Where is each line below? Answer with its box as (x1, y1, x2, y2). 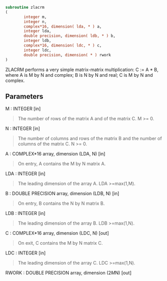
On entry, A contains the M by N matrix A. (17, 161, 106, 167)
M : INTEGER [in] (5, 105, 41, 112)
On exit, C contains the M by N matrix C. (17, 240, 103, 246)
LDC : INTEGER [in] (5, 250, 46, 256)
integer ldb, (24, 38, 52, 44)
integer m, (24, 14, 47, 19)
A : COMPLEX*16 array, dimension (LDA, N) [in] (5, 151, 106, 157)
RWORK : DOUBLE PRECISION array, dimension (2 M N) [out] (5, 270, 132, 276)
